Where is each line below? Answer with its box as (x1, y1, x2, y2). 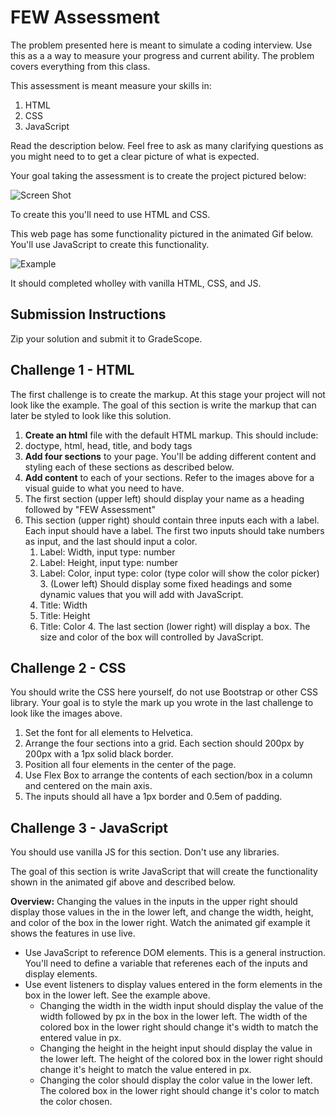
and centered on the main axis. (24, 780, 153, 792)
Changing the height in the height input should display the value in (39, 1042, 313, 1055)
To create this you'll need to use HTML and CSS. (10, 208, 211, 220)
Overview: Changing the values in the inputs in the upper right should (10, 896, 298, 908)
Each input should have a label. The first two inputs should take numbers (24, 524, 325, 536)
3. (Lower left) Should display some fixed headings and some (39, 577, 293, 590)
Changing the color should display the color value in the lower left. (39, 1074, 313, 1086)
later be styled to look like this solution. (10, 409, 172, 421)
